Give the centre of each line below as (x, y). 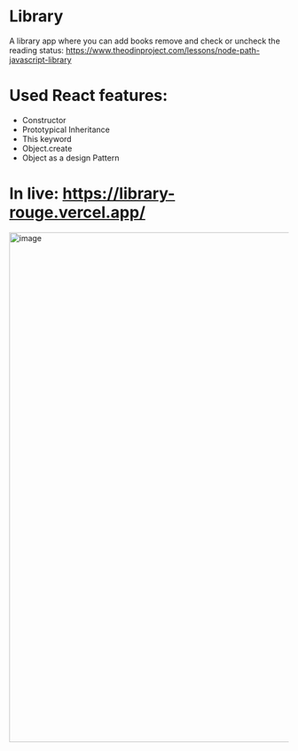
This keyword (47, 138)
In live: (34, 194)
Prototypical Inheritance (66, 129)
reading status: (37, 50)
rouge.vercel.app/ (78, 212)
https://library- (119, 194)
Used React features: (89, 96)
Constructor (44, 120)
